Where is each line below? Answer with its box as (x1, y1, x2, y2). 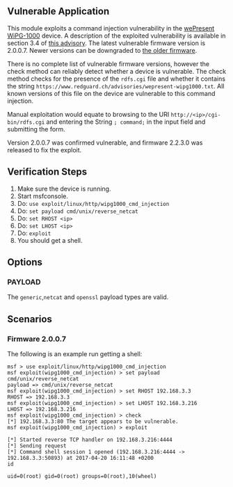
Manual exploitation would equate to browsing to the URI (7, 110, 170, 118)
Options (7, 257, 43, 269)
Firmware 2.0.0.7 (7, 334, 66, 344)
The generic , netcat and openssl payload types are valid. (7, 293, 169, 301)
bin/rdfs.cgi (7, 118, 45, 126)
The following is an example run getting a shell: (7, 350, 143, 358)
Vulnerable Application (7, 6, 110, 17)
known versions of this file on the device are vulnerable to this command (7, 89, 216, 97)
